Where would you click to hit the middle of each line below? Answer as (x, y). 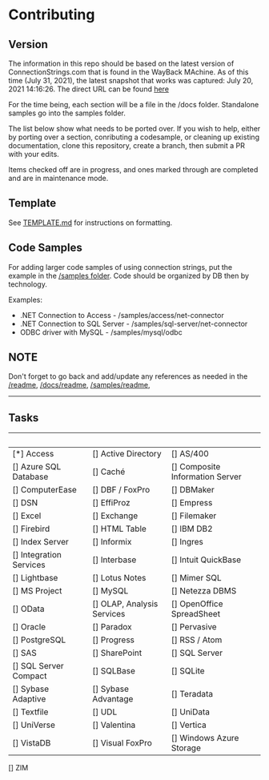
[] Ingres (187, 542)
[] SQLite (188, 671)
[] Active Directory (126, 454)
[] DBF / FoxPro (121, 490)
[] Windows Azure (205, 738)
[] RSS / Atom (197, 640)
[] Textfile (30, 712)
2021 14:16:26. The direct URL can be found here (89, 89)
